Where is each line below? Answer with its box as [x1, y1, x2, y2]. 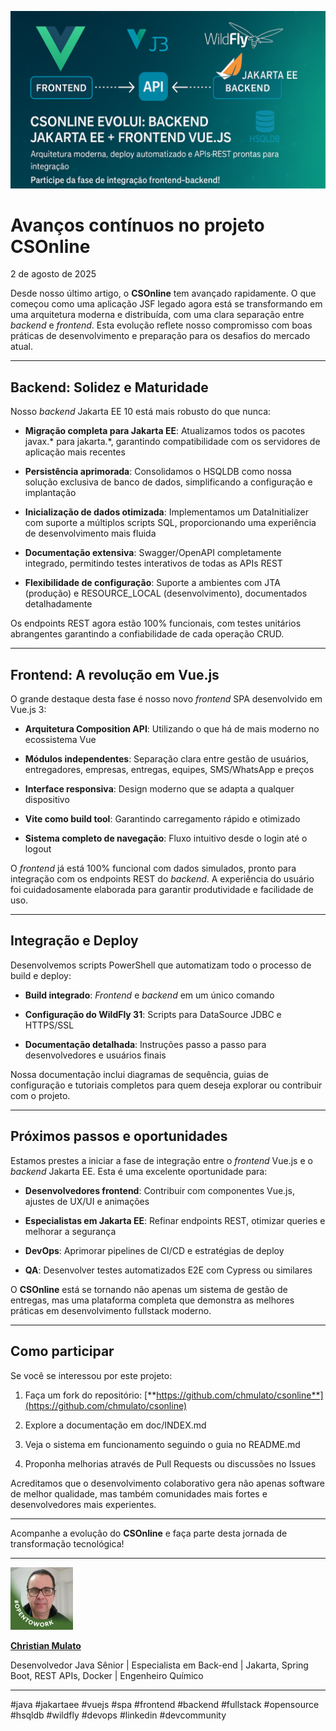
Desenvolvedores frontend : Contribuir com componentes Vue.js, [24, 1184, 295, 1196]
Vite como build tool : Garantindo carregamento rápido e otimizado [24, 813, 301, 825]
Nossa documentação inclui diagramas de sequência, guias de [10, 1068, 269, 1080]
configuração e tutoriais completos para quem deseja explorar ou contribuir [10, 1079, 323, 1091]
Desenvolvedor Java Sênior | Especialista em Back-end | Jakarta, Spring [10, 1659, 309, 1671]
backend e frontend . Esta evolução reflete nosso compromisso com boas [10, 319, 313, 331]
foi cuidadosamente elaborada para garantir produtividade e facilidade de [10, 884, 314, 896]
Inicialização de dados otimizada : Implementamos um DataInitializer [24, 506, 309, 518]
